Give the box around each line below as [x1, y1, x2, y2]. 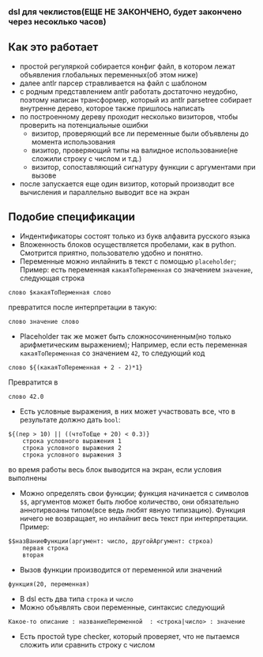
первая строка [22, 544, 69, 552]
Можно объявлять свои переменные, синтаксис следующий [19, 603, 225, 612]
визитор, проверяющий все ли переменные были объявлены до [31, 129, 249, 138]
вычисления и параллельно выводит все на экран [19, 187, 190, 197]
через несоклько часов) [8, 16, 107, 27]
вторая [22, 551, 44, 559]
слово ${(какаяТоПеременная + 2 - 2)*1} [8, 363, 144, 371]
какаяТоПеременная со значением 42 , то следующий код [19, 348, 205, 358]
